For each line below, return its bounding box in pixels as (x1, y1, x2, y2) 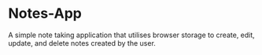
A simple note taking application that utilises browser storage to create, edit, (8, 30, 256, 40)
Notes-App (8, 5, 83, 22)
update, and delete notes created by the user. (8, 38, 156, 47)
